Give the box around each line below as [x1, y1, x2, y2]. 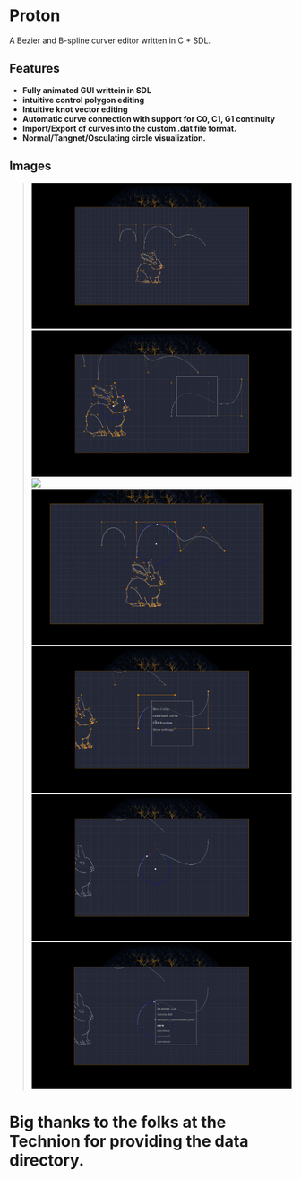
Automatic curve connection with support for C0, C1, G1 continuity [21, 113, 276, 124]
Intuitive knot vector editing [21, 104, 128, 115]
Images [9, 159, 52, 174]
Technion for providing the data [9, 1131, 249, 1151]
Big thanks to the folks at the [9, 1112, 227, 1132]
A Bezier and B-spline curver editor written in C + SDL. [9, 35, 211, 46]
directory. [9, 1149, 85, 1170]
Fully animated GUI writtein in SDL [21, 84, 152, 95]
